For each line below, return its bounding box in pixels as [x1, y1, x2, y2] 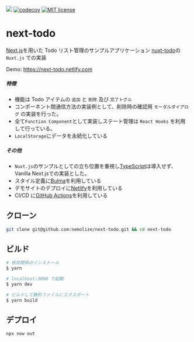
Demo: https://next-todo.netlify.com [6, 65, 92, 72]
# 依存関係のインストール [6, 260, 60, 266]
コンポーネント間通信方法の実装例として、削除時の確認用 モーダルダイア [14, 103, 185, 110]
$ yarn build [6, 297, 38, 303]
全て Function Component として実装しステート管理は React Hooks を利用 [14, 118, 186, 125]
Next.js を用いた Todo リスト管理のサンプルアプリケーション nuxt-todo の [6, 47, 181, 54]
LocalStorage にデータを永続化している [14, 132, 108, 139]
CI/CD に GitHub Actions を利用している [14, 192, 108, 199]
